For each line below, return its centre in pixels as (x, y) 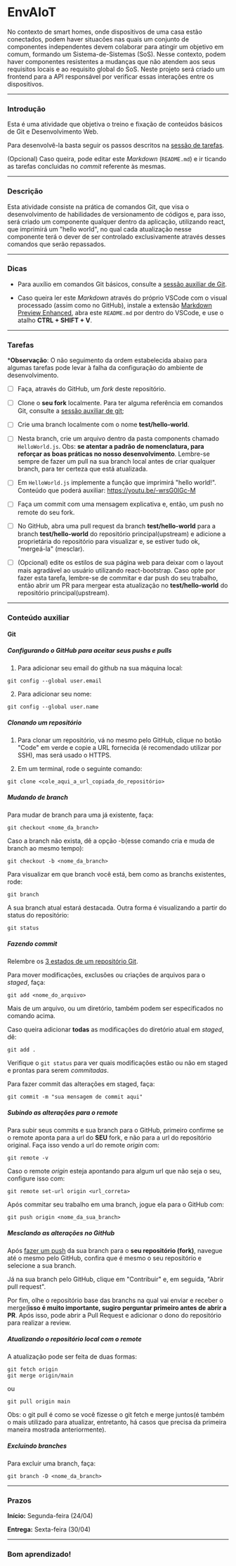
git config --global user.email (54, 681)
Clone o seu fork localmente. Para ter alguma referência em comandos (120, 403)
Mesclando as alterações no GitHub (61, 1233)
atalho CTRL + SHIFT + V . (55, 320)
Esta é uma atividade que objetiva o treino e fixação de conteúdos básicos (115, 125)
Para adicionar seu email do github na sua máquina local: (100, 668)
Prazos (19, 1501)
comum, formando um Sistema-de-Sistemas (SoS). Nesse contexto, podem (117, 54)
